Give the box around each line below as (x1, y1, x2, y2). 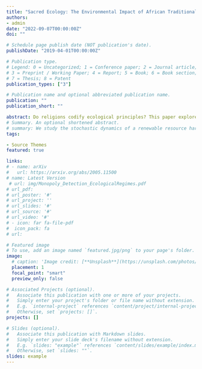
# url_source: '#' (6, 209, 52, 215)
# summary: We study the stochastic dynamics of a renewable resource (6, 125, 187, 131)
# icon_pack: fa (6, 225, 50, 232)
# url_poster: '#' (6, 192, 52, 198)
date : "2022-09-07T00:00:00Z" (6, 25, 82, 32)
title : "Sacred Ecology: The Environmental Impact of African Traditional (6, 8, 198, 15)
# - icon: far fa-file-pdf (6, 219, 74, 226)
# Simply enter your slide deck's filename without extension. (6, 336, 173, 342)
